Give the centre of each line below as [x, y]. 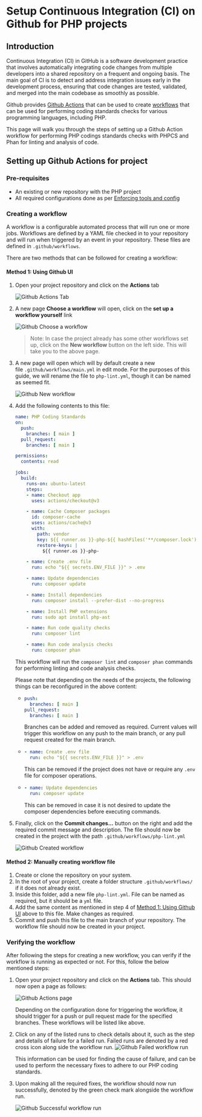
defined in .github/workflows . [43, 246]
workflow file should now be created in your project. [80, 926]
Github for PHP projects [67, 24]
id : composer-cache [56, 517]
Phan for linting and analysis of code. [53, 142]
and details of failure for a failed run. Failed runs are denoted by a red [102, 1041]
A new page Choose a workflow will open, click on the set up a [94, 309]
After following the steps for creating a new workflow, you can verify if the [99, 955]
